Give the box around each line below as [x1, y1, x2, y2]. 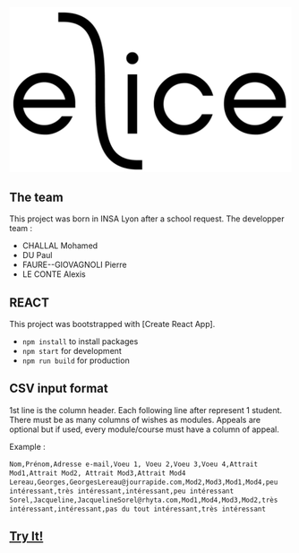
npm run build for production [21, 355, 130, 366]
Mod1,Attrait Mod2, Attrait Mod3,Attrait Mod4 [9, 469, 186, 478]
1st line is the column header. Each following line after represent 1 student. [9, 404, 283, 415]
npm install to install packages [21, 335, 139, 347]
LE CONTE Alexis [21, 269, 87, 280]
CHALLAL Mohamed [21, 240, 98, 251]
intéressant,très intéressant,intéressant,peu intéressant [9, 487, 235, 496]
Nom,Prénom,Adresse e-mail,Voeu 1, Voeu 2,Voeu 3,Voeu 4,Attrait [9, 460, 258, 469]
